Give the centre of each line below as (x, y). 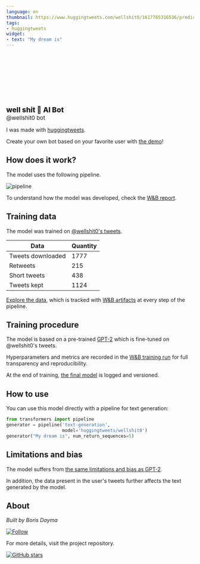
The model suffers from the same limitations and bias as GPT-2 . (84, 469)
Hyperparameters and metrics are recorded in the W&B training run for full (97, 357)
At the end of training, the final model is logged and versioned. (83, 375)
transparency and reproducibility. (47, 364)
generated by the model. (36, 487)
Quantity (84, 246)
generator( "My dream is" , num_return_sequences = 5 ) (70, 436)
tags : (13, 23)
